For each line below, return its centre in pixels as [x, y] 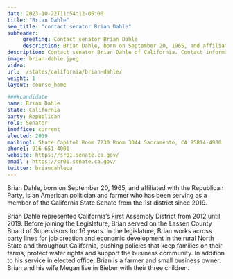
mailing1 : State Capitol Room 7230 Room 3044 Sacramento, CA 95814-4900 [114, 142]
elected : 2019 [28, 136]
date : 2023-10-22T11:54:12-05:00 [55, 14]
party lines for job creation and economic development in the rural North [111, 238]
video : [17, 65]
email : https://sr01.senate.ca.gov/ [62, 162]
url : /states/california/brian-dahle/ [65, 71]
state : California [34, 110]
